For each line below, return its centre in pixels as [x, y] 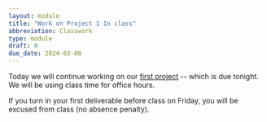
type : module [31, 38]
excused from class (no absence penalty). [79, 109]
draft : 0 [23, 46]
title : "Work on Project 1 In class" [72, 23]
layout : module [34, 16]
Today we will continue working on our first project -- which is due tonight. [133, 76]
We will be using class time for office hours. [82, 85]
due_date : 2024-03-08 [45, 53]
